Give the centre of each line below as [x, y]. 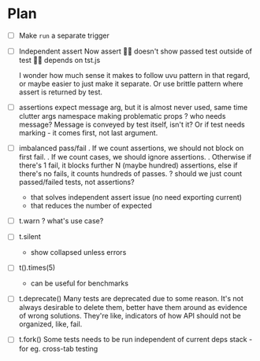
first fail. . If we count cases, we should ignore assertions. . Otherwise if [135, 157]
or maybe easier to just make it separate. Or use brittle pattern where [131, 84]
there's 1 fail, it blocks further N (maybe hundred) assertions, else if [128, 165]
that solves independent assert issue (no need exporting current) [136, 197]
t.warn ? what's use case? [61, 221]
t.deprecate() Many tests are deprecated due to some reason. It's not [131, 299]
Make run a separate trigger [64, 35]
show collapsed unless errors [78, 252]
